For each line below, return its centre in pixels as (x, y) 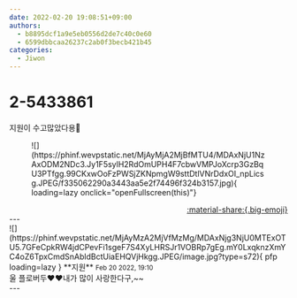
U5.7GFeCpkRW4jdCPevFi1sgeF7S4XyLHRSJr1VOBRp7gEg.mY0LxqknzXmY (148, 247)
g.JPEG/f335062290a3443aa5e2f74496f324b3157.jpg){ (134, 183)
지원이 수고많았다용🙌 (45, 127)
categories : (31, 50)
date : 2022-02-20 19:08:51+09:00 (71, 17)
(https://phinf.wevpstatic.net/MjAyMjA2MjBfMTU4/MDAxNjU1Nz (148, 155)
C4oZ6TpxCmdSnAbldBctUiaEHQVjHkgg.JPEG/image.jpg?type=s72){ (136, 256)
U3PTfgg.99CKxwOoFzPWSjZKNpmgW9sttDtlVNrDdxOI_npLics (148, 173)
